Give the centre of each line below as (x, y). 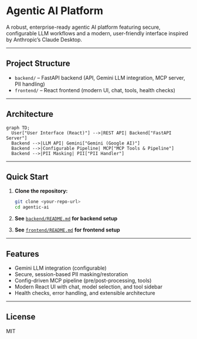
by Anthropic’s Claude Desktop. (44, 39)
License (21, 317)
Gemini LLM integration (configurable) (60, 268)
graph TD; (18, 127)
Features (23, 254)
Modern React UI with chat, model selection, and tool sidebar (89, 287)
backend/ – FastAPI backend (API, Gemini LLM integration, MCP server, (100, 78)
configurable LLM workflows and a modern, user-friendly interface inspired (97, 33)
